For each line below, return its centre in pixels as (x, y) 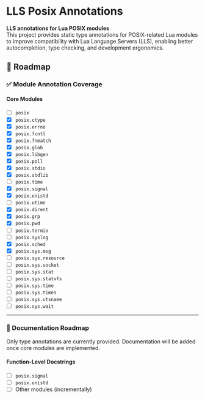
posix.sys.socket (37, 265)
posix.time (29, 182)
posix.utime (30, 203)
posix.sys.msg (33, 251)
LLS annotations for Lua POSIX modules (58, 28)
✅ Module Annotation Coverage (54, 84)
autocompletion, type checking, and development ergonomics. (85, 48)
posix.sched (30, 244)
